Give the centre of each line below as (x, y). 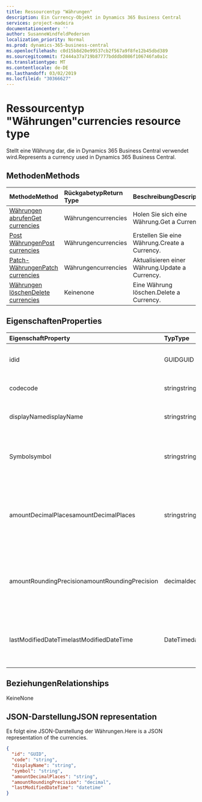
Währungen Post (32, 243)
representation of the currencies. (47, 738)
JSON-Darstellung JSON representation (82, 716)
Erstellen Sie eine (158, 235)
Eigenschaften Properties (54, 321)
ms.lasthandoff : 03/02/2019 (41, 73)
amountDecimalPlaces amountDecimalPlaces (72, 515)
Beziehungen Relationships (58, 683)
